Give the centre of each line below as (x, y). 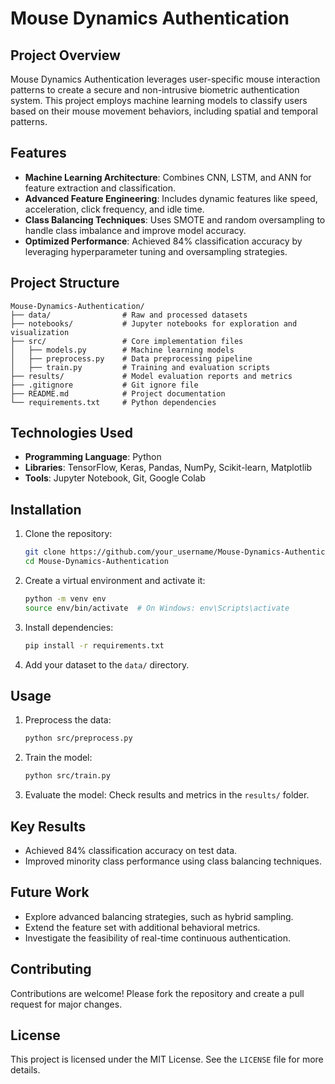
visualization (40, 332)
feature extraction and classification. (100, 188)
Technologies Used (71, 433)
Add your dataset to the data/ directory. (107, 664)
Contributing (51, 969)
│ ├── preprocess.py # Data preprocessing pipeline (131, 358)
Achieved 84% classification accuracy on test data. (131, 850)
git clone (45, 552)
